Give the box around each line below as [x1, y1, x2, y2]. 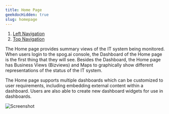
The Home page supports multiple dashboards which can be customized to [5, 77, 163, 84]
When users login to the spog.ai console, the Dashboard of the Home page [5, 51, 162, 57]
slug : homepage [5, 17, 38, 22]
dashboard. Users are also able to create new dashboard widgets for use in [5, 88, 163, 94]
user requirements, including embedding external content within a [5, 83, 144, 89]
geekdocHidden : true [5, 12, 49, 17]
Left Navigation [12, 31, 45, 37]
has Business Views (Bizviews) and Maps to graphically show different [5, 62, 154, 68]
